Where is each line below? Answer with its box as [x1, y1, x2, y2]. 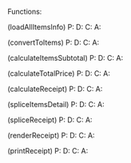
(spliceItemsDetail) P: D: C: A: [7, 100, 105, 109]
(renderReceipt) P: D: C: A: [7, 131, 95, 140]
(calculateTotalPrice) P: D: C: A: [7, 69, 111, 78]
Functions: [7, 7, 42, 16]
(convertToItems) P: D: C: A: [7, 38, 100, 47]
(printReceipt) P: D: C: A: [7, 146, 89, 155]
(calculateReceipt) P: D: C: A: [7, 84, 103, 93]
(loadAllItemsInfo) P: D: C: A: [7, 22, 101, 31]
